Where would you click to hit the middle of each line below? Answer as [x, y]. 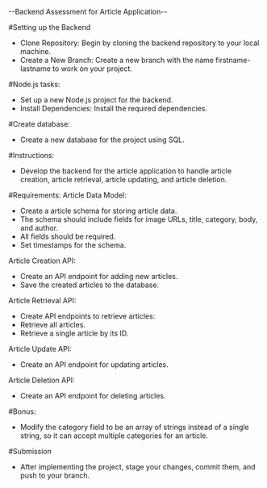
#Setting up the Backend [50, 27]
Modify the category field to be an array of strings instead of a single [134, 427]
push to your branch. [55, 475]
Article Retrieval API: [42, 300]
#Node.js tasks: [34, 84]
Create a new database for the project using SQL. [102, 140]
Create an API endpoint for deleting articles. [93, 396]
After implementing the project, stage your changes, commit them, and [138, 467]
